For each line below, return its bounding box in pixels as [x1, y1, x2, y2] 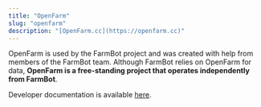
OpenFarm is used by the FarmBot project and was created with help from [8, 49, 254, 59]
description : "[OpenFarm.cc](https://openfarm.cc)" [8, 27, 185, 35]
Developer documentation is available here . [8, 90, 152, 100]
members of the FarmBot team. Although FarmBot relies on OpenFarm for [8, 57, 251, 67]
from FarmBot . [8, 74, 58, 84]
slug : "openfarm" [8, 19, 67, 27]
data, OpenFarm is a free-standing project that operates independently [8, 66, 251, 76]
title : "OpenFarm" [8, 11, 70, 20]
